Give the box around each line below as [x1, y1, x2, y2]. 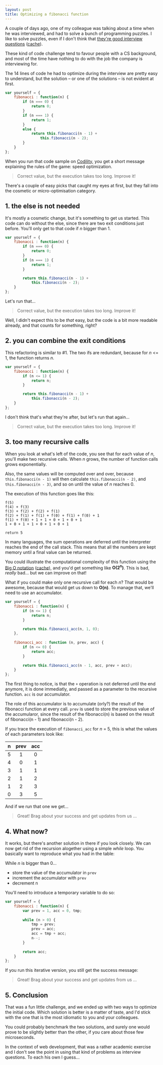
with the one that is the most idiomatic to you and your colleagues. [5, 1014, 140, 1020]
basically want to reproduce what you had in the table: [5, 851, 115, 857]
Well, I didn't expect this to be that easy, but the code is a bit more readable [5, 317, 158, 323]
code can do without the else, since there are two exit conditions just [5, 220, 144, 226]
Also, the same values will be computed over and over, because [5, 470, 134, 476]
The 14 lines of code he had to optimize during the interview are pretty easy [5, 70, 158, 76]
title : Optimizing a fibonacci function [5, 12, 89, 17]
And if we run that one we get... [5, 804, 69, 809]
